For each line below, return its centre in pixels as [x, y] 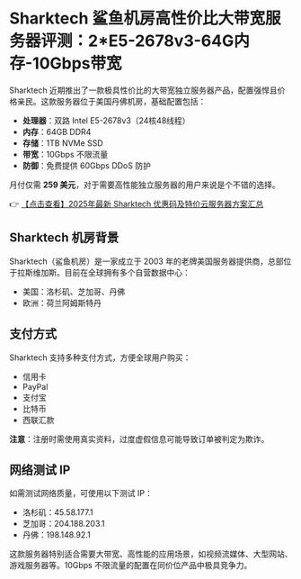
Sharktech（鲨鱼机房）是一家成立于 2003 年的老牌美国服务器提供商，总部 [146, 261]
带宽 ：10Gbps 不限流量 [65, 154]
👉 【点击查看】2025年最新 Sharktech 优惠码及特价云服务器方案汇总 [137, 204]
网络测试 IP [40, 470]
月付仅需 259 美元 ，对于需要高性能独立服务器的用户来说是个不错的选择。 [145, 185]
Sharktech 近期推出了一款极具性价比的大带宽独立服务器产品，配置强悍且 [144, 90]
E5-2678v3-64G [171, 41]
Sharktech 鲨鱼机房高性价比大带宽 [137, 18]
